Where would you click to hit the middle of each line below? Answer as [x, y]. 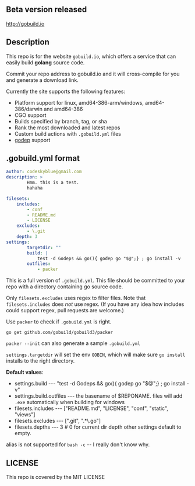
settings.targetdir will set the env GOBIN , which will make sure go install [96, 355]
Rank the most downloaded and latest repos [67, 127]
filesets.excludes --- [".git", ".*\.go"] [57, 421]
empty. [23, 433]
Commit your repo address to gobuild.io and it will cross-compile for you [93, 74]
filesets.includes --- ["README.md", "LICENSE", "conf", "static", [91, 408]
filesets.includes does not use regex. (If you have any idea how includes [95, 304]
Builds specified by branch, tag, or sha [61, 121]
